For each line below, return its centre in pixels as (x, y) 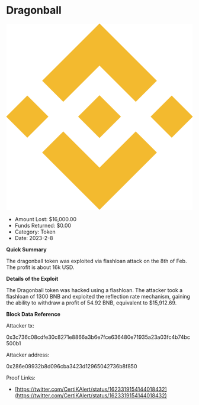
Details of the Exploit (32, 278)
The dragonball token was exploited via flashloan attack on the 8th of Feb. (97, 261)
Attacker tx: (20, 325)
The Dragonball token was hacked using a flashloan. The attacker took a (94, 290)
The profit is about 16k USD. (40, 267)
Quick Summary (26, 250)
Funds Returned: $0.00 (43, 225)
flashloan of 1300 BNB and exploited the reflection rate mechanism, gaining (98, 296)
